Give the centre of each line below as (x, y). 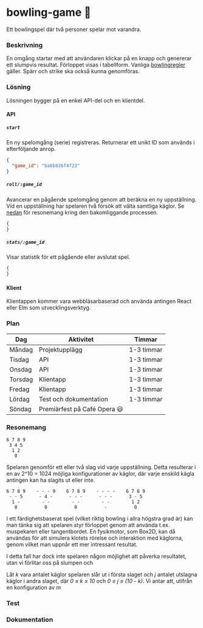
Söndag (20, 409)
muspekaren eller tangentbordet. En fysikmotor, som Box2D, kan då (91, 531)
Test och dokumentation (73, 399)
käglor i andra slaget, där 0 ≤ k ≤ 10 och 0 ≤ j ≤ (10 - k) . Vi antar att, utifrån (99, 580)
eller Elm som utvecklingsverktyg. (49, 308)
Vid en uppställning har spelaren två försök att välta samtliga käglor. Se (95, 206)
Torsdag (21, 379)
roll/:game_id (24, 185)
